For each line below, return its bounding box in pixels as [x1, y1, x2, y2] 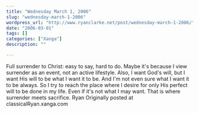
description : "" [6, 42, 46, 48]
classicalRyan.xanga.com [6, 100, 68, 107]
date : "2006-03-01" [6, 25, 54, 31]
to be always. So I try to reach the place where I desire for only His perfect [6, 81, 188, 88]
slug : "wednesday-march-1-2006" [6, 14, 86, 20]
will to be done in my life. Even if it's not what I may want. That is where [6, 88, 181, 95]
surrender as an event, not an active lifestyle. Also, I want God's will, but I [6, 69, 185, 76]
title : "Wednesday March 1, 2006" [6, 8, 92, 15]
